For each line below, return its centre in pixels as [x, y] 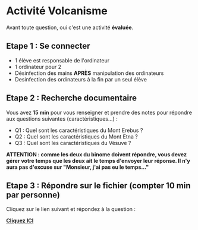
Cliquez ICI [20, 220]
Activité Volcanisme [57, 11]
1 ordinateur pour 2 [38, 67]
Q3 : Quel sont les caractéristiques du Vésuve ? [73, 143]
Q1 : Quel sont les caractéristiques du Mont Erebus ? [79, 130]
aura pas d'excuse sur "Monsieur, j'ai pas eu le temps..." [78, 167]
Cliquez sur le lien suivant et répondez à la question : [71, 209]
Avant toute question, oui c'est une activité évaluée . [70, 27]
